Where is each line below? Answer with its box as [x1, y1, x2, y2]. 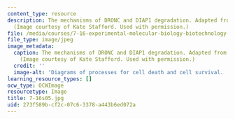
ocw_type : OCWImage [7, 82, 64, 89]
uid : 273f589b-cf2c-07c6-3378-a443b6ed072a [7, 101, 136, 108]
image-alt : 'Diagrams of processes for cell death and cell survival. [13, 69, 224, 76]
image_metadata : [7, 43, 55, 50]
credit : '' [13, 62, 45, 69]
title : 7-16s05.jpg [7, 95, 64, 102]
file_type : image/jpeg [7, 36, 73, 43]
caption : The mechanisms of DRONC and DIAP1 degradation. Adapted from [13, 50, 227, 57]
